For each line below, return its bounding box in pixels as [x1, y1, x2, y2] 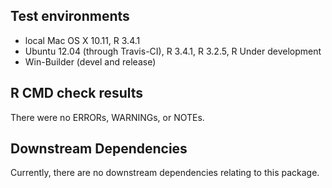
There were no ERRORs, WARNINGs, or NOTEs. [10, 111, 205, 123]
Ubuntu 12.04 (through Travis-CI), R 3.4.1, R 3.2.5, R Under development [24, 45, 322, 57]
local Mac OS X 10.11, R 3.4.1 [24, 34, 141, 46]
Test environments [10, 8, 130, 25]
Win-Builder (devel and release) [24, 55, 157, 68]
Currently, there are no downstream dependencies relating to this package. [10, 167, 320, 179]
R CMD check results [10, 85, 144, 102]
